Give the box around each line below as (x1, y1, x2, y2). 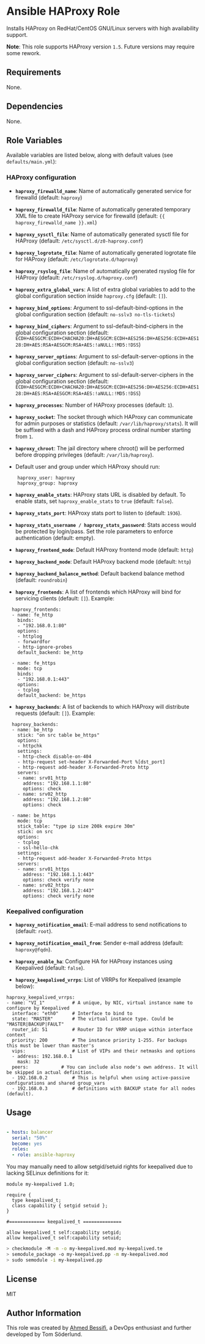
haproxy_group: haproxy (17, 480, 78, 486)
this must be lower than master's (6, 1043, 95, 1049)
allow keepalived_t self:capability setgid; (6, 1229, 122, 1236)
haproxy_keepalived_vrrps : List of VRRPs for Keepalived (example (15, 976, 182, 983)
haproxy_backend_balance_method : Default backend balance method (15, 570, 185, 577)
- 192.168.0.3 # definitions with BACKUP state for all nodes (12, 1085, 196, 1092)
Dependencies (6, 101, 63, 111)
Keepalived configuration (6, 907, 84, 915)
